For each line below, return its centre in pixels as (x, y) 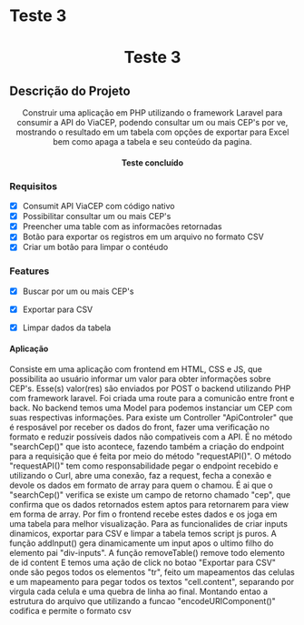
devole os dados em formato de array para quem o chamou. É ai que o (142, 485)
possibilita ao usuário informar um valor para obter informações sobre (140, 379)
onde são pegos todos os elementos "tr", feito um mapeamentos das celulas (152, 572)
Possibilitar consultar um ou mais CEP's (97, 217)
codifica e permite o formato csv (70, 611)
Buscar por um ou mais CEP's (78, 291)
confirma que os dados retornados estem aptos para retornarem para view (149, 505)
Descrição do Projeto (70, 91)
